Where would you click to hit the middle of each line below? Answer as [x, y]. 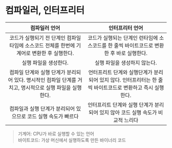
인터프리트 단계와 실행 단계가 [121, 105]
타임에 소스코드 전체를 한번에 [42, 45]
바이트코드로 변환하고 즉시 [124, 87]
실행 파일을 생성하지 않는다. [126, 63]
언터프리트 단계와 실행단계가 [120, 72]
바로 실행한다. [132, 53]
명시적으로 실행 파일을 [46, 87]
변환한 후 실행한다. [53, 53]
